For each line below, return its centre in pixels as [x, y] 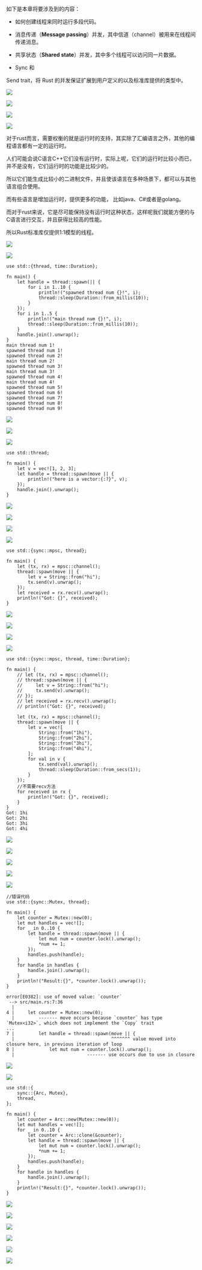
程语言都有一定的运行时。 [38, 146]
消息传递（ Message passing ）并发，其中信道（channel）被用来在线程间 [105, 34]
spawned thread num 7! [35, 398]
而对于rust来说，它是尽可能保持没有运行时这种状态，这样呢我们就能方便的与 [101, 212]
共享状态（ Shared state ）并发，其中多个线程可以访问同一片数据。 [97, 55]
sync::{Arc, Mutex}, [43, 1093]
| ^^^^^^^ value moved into [94, 1039]
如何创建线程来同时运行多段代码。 [57, 22]
